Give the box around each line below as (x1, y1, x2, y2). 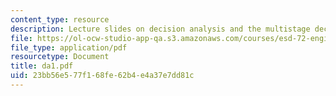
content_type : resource (10, 14, 110, 25)
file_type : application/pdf (10, 42, 128, 53)
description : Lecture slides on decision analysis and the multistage (10, 24, 311, 34)
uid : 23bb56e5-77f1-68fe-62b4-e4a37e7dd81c (10, 71, 195, 81)
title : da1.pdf (10, 61, 74, 71)
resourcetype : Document (10, 52, 110, 62)
